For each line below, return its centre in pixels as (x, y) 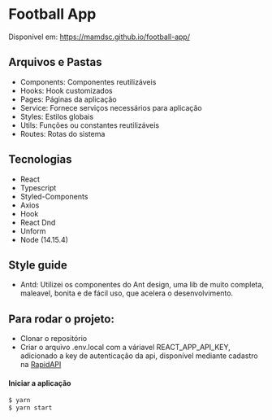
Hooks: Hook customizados (66, 90)
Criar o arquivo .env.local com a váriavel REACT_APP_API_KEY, (125, 348)
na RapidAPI (41, 365)
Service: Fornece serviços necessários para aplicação (111, 107)
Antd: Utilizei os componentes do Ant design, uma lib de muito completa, (142, 285)
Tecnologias (40, 160)
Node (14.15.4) (44, 239)
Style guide (38, 265)
